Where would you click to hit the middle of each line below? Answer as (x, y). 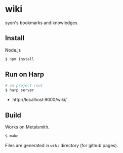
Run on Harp (25, 75)
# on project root (24, 86)
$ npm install (20, 59)
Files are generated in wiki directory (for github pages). (62, 145)
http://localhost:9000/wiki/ (39, 100)
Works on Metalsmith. (27, 127)
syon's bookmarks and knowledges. (42, 23)
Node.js (13, 50)
